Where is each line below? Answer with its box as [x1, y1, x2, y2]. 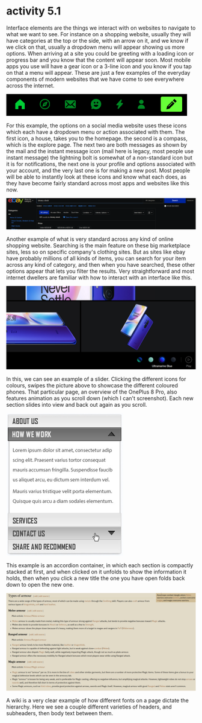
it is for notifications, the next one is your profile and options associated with [6, 160, 196, 167]
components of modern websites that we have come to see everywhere [6, 75, 185, 83]
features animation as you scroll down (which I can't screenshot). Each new [6, 394, 194, 402]
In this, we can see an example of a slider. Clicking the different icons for [6, 375, 186, 383]
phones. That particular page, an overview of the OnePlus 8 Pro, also [6, 388, 177, 395]
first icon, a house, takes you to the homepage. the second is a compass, [6, 135, 188, 142]
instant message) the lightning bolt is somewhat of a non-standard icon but [6, 154, 192, 161]
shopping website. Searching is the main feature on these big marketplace [6, 242, 191, 249]
